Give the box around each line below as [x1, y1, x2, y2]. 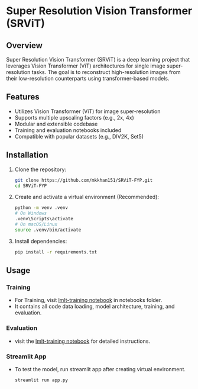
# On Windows [14, 210, 47, 217]
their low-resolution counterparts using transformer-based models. [6, 75, 170, 82]
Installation [6, 150, 48, 160]
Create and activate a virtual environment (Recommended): [14, 194, 160, 201]
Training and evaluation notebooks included [14, 126, 122, 134]
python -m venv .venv [14, 205, 68, 211]
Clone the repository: [14, 166, 67, 173]
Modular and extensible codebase [14, 120, 98, 127]
